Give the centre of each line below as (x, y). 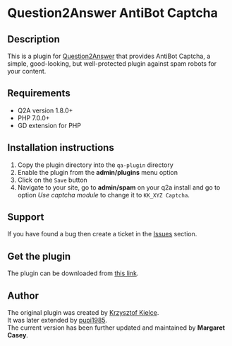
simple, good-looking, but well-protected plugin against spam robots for (112, 64)
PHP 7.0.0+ (34, 117)
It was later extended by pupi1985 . (57, 321)
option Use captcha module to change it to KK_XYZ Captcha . (104, 195)
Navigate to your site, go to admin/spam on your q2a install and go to (119, 187)
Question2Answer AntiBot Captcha (113, 13)
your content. (27, 71)
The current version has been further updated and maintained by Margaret (116, 328)
